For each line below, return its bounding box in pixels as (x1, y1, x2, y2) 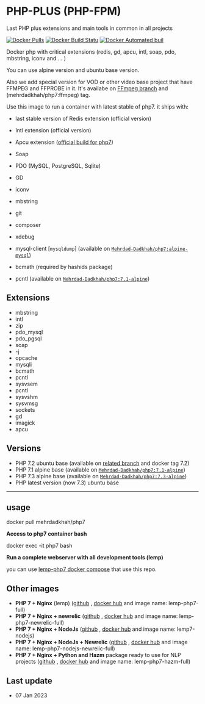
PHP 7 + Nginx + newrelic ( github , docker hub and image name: (15, 612, 178, 620)
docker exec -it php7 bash (6, 542, 73, 550)
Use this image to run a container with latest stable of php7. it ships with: (6, 102, 189, 110)
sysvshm (15, 393, 38, 400)
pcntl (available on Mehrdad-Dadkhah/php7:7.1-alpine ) (15, 275, 150, 282)
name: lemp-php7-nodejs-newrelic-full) (15, 645, 115, 652)
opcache (15, 354, 38, 361)
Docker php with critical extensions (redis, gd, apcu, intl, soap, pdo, (6, 48, 176, 56)
